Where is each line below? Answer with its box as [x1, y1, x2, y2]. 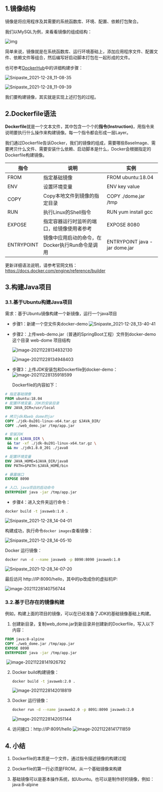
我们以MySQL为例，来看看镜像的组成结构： [5, 29, 92, 34]
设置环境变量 [43, 183, 73, 190]
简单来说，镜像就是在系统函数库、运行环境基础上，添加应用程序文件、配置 [5, 48, 154, 54]
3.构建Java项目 [5, 283, 52, 292]
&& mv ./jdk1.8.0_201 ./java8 [7, 446, 68, 450]
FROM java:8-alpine [5, 637, 45, 642]
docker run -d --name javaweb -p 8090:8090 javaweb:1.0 [5, 557, 120, 562]
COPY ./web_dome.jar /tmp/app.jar [5, 641, 75, 646]
